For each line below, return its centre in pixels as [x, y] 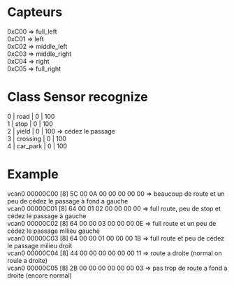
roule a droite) [27, 260]
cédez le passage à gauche [47, 216]
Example [33, 174]
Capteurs [35, 12]
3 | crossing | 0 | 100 [37, 138]
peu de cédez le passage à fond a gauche [68, 201]
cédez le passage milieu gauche [53, 231]
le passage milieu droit [40, 245]
